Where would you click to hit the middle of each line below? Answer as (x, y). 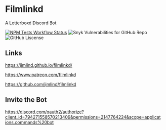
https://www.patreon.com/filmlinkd (41, 75)
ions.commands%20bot (30, 122)
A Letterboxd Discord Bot (31, 23)
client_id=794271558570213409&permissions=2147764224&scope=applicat (83, 117)
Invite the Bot (26, 100)
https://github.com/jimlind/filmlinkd (41, 84)
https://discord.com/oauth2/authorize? (44, 112)
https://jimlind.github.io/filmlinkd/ (39, 65)
